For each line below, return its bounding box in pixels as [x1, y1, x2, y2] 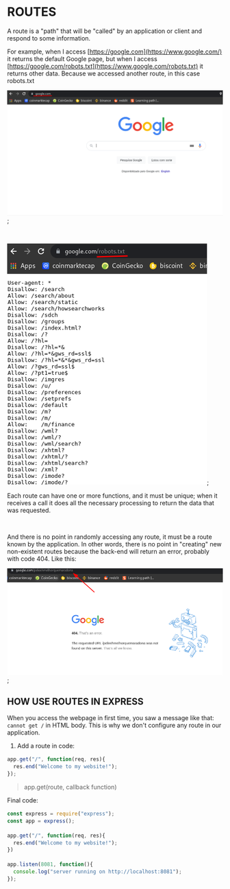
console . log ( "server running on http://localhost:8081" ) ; [13, 868, 183, 875]
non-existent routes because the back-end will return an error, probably [7, 547, 210, 555]
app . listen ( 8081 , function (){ [7, 861, 94, 868]
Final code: [7, 796, 39, 805]
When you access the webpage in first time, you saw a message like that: [7, 714, 214, 722]
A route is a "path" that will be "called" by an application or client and [7, 27, 203, 35]
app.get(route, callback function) [23, 783, 117, 792]
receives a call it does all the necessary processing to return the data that [7, 498, 214, 507]
